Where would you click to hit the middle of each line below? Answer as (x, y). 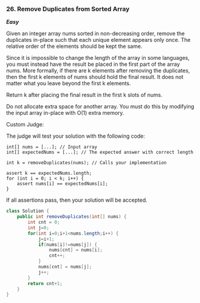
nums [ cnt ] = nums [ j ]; (65, 267)
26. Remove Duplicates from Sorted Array (68, 9)
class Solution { (28, 211)
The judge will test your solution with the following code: (76, 136)
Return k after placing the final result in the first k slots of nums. (84, 95)
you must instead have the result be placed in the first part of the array (93, 64)
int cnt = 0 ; (44, 222)
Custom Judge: (25, 125)
